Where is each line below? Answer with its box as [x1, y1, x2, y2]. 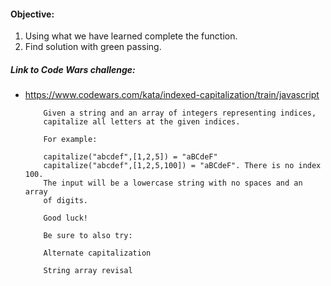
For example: [43, 135, 98, 145]
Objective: [10, 8, 55, 20]
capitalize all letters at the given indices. [43, 117, 241, 127]
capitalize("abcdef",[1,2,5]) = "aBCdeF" [43, 152, 218, 162]
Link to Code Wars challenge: [10, 63, 136, 75]
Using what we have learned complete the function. [24, 30, 238, 42]
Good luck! [43, 213, 89, 224]
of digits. [43, 196, 89, 206]
